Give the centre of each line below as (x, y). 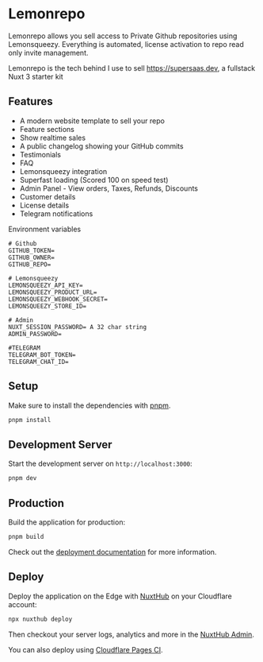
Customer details (48, 196)
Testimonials (40, 154)
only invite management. (48, 52)
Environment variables (45, 229)
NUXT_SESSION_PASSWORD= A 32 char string (78, 327)
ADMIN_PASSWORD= (35, 334)
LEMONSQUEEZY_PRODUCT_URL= (53, 292)
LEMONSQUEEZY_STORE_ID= (48, 306)
